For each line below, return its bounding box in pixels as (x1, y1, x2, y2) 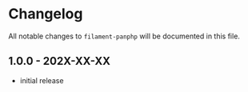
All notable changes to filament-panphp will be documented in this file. (8, 31, 240, 41)
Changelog (8, 5, 83, 23)
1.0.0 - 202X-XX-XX (8, 54, 110, 68)
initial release (19, 75, 64, 85)
